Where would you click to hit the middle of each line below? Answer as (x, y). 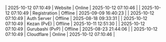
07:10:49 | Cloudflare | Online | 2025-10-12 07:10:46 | (60, 34)
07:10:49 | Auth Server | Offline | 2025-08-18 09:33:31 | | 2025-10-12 (76, 18)
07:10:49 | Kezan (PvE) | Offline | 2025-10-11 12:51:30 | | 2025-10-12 (75, 23)
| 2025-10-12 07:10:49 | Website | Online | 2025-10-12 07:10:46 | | (73, 8)
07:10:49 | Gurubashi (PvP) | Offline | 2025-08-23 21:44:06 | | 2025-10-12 (81, 29)
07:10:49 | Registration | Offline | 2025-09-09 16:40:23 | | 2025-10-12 (82, 13)
